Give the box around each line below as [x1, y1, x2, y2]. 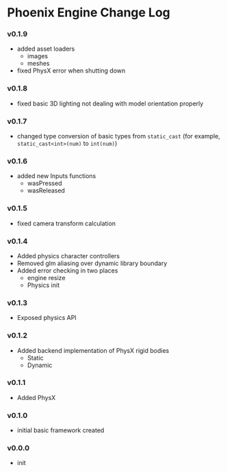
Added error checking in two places [16, 266, 118, 275]
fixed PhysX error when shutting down [16, 66, 126, 75]
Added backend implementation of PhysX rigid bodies [16, 346, 170, 354]
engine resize [27, 273, 66, 282]
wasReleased [27, 186, 65, 195]
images [27, 52, 49, 60]
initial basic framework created [16, 426, 105, 434]
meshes [27, 60, 50, 68]
